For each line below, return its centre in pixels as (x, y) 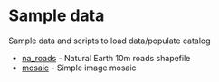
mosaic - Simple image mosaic (79, 68)
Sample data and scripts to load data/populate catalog (109, 41)
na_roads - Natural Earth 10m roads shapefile (106, 58)
